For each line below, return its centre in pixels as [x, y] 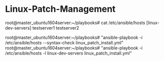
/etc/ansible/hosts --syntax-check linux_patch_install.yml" [64, 42]
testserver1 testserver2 [56, 28]
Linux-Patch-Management [60, 9]
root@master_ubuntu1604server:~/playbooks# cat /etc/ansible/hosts [75, 23]
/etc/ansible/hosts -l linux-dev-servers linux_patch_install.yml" [68, 53]
